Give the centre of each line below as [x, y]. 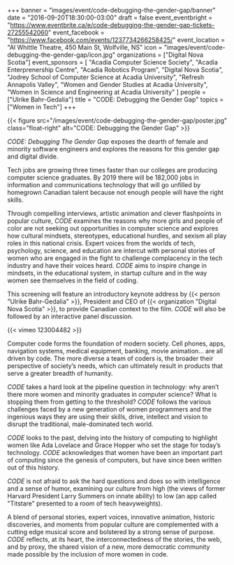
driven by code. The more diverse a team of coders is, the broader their [110, 358]
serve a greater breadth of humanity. [60, 373]
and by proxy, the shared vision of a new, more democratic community [109, 547]
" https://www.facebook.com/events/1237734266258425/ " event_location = [116, 40]
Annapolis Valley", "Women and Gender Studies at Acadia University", [108, 84]
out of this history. [33, 468]
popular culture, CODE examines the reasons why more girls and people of [115, 221]
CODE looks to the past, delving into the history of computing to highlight [112, 438]
